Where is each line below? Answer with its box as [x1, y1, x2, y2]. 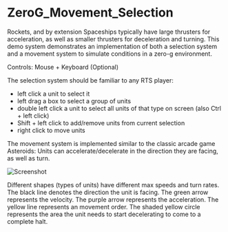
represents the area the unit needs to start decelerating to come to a [7, 210, 201, 218]
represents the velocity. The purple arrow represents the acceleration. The [7, 195, 219, 204]
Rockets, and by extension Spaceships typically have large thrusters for [7, 28, 211, 36]
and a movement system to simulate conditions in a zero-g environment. [7, 50, 212, 58]
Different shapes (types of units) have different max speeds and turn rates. [7, 180, 220, 189]
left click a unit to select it [17, 89, 90, 98]
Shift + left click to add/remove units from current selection [17, 118, 185, 127]
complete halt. [7, 217, 48, 225]
